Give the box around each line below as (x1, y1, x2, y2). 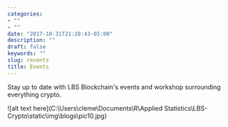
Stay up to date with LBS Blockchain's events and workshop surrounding (7, 82, 221, 91)
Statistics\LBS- (163, 104, 208, 112)
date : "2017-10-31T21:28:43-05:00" (7, 30, 113, 38)
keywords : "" (7, 50, 46, 57)
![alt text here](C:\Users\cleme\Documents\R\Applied (7, 104, 162, 112)
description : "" (7, 37, 56, 44)
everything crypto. (7, 90, 62, 99)
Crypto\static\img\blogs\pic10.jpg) (7, 111, 107, 120)
